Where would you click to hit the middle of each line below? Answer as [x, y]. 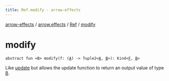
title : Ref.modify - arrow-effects [43, 10]
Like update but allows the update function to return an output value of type [85, 68]
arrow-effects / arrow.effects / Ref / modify [50, 24]
